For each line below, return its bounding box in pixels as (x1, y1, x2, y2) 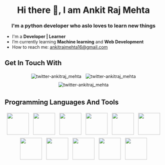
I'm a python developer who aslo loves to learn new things (11, 22, 156, 29)
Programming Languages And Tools (4, 98, 119, 106)
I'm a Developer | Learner (11, 33, 66, 39)
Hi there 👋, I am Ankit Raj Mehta (16, 4, 150, 16)
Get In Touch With (4, 58, 62, 67)
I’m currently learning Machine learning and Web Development (11, 39, 144, 45)
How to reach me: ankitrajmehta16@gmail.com (11, 44, 108, 50)
